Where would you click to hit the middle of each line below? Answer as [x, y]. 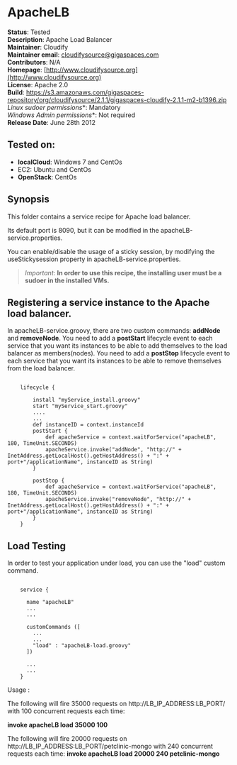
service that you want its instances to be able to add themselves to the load [117, 346]
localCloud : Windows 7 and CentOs [70, 162]
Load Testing [36, 546]
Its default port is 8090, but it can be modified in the [83, 230]
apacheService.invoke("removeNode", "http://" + [118, 500]
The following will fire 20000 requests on [67, 739]
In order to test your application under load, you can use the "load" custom [116, 563]
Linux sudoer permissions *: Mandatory [64, 107]
